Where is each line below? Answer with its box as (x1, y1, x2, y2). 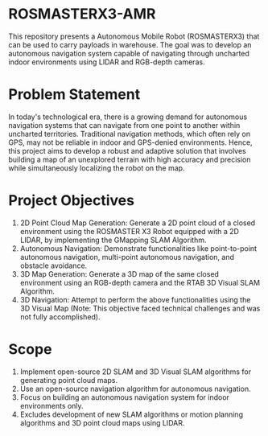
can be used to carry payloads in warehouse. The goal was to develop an (8, 39, 252, 49)
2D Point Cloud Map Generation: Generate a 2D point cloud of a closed (19, 218, 256, 228)
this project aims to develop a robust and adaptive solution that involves (8, 146, 247, 155)
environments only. (19, 401, 84, 410)
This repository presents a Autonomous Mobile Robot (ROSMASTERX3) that (8, 31, 260, 41)
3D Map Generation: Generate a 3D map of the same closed (19, 269, 220, 278)
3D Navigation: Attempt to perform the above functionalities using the (19, 294, 251, 304)
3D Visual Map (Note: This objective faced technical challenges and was (19, 303, 261, 313)
